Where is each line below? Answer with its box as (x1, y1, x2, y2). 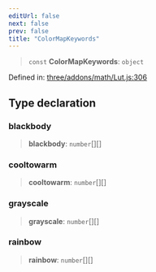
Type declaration (8, 96, 96, 110)
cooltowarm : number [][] (28, 178, 107, 188)
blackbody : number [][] (28, 139, 102, 149)
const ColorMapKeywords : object (28, 57, 145, 67)
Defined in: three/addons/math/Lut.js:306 (8, 72, 148, 82)
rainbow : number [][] (28, 255, 93, 265)
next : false (8, 19, 49, 28)
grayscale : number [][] (28, 216, 100, 226)
